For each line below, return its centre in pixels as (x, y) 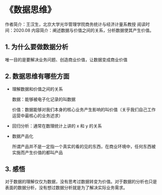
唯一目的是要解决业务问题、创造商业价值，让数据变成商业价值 (66, 60)
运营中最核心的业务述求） (37, 115)
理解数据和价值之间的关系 (37, 89)
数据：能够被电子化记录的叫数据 (44, 99)
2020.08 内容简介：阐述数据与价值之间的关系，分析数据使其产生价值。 (84, 30)
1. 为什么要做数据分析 (37, 47)
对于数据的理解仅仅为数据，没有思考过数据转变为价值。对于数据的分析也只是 (81, 181)
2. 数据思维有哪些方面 (37, 76)
